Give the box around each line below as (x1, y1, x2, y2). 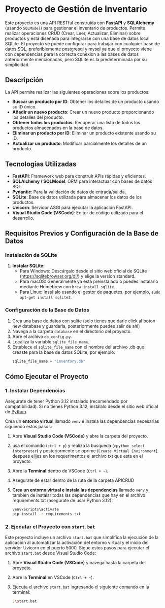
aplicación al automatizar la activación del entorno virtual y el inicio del (5, 540, 149, 545)
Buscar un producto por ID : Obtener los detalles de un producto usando (12, 99, 159, 104)
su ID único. (12, 103, 37, 109)
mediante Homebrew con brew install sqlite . (19, 284, 116, 290)
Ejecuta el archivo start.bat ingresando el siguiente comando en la (12, 584, 149, 590)
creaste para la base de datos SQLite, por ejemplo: (12, 349, 116, 355)
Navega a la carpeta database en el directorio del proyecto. (12, 328, 132, 334)
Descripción (5, 76, 43, 84)
